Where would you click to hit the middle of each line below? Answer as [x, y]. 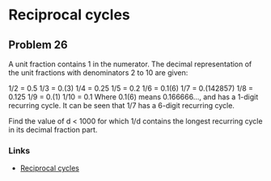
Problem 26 [38, 45]
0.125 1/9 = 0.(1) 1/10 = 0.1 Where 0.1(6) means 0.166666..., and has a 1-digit [133, 97]
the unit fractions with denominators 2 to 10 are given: [98, 73]
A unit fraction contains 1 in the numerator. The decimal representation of [130, 64]
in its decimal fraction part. [53, 130]
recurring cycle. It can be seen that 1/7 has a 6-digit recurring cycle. [121, 105]
